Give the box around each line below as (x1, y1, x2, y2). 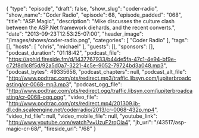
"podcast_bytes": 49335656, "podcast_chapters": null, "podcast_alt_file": (6, 68, 186, 75)
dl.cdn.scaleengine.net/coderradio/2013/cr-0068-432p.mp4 (6, 106, 155, 113)
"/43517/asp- (154, 119, 186, 126)
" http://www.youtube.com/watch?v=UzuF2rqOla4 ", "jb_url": (6, 119, 153, 126)
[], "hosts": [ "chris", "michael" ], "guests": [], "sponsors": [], (6, 43, 155, 50)
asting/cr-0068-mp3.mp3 (6, 81, 70, 88)
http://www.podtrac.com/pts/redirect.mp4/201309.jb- (8, 100, 141, 106)
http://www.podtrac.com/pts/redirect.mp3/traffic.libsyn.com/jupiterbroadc (8, 74, 192, 81)
